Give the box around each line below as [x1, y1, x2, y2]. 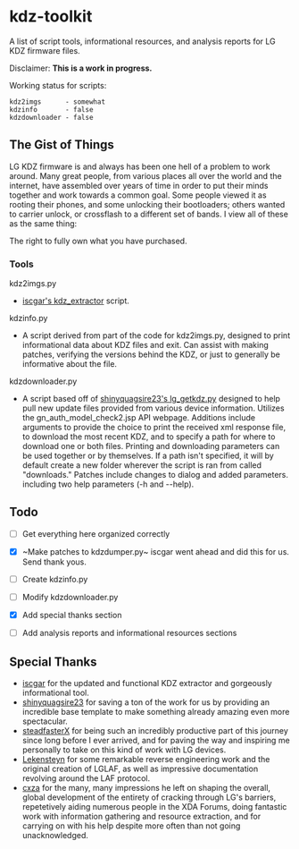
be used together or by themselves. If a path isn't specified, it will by [21, 450, 274, 462]
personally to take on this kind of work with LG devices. [21, 744, 227, 755]
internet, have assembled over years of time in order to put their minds [9, 180, 269, 191]
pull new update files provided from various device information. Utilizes [21, 403, 285, 413]
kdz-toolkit [9, 6, 93, 27]
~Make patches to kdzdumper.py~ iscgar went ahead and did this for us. [21, 546, 290, 556]
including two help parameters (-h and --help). [21, 479, 195, 489]
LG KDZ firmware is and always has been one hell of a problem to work [9, 161, 270, 172]
